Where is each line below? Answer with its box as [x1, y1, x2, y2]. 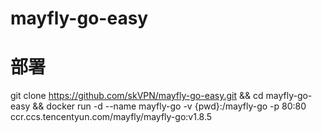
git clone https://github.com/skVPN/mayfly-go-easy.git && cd [10, 90, 264, 102]
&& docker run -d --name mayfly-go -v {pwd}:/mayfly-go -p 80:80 [32, 100, 307, 112]
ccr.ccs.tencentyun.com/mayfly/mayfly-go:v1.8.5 [10, 111, 213, 123]
